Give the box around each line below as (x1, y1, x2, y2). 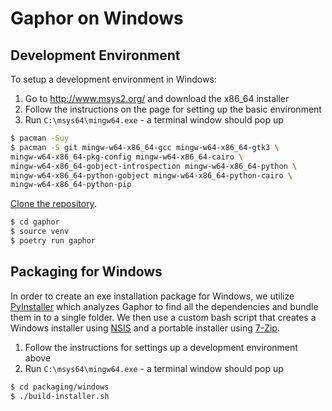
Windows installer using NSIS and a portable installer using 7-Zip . (10, 322, 280, 334)
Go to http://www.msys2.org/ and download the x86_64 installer (24, 93, 290, 104)
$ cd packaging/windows (10, 382, 110, 392)
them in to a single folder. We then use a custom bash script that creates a (10, 311, 317, 323)
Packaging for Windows (10, 263, 163, 281)
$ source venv (10, 227, 70, 237)
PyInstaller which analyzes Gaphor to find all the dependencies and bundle (10, 300, 319, 312)
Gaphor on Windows (10, 7, 184, 30)
